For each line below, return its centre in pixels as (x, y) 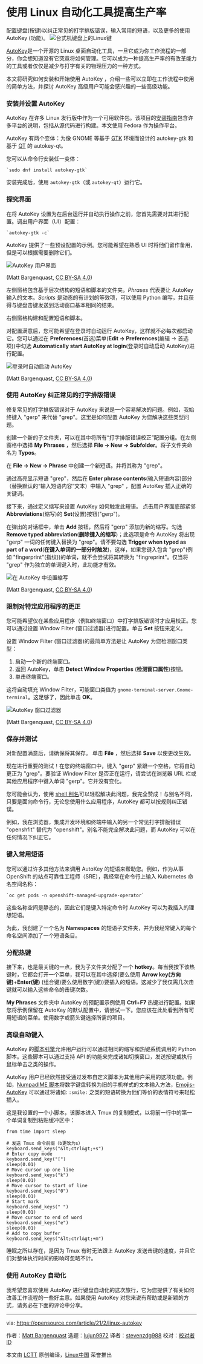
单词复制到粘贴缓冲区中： (43, 1120)
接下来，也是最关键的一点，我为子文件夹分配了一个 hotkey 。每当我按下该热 (101, 967)
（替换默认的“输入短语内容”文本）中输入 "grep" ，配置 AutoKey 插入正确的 (99, 486)
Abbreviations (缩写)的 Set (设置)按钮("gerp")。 (65, 514)
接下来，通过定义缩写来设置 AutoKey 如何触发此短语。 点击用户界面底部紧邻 (101, 506)
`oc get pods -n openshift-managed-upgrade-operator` (76, 895)
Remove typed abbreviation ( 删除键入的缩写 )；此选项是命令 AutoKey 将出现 (101, 534)
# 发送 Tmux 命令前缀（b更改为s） (45, 1144)
